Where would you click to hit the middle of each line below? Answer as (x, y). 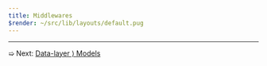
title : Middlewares (41, 16)
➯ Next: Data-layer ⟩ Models (54, 53)
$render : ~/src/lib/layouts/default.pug (76, 23)
